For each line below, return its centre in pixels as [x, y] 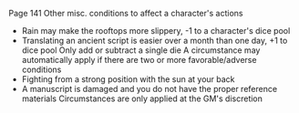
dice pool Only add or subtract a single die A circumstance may [141, 50]
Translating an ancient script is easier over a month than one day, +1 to [155, 41]
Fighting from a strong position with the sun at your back [128, 79]
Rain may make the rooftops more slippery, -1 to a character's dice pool [156, 31]
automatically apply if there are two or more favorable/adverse [139, 60]
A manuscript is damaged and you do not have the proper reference [149, 89]
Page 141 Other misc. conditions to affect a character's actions [126, 13]
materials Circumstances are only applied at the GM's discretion [142, 98]
